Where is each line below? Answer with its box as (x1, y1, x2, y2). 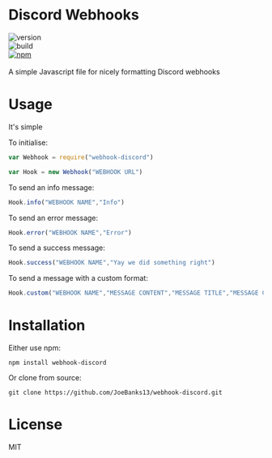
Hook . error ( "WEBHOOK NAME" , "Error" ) (8, 228, 132, 236)
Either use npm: (8, 343, 61, 353)
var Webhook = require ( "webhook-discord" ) (8, 153, 154, 161)
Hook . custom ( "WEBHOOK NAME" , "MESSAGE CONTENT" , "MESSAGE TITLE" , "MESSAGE (8, 289, 259, 297)
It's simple (8, 121, 43, 131)
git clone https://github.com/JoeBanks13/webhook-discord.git (8, 388, 223, 397)
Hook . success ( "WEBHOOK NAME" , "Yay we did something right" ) (8, 259, 216, 267)
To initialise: (8, 138, 49, 147)
